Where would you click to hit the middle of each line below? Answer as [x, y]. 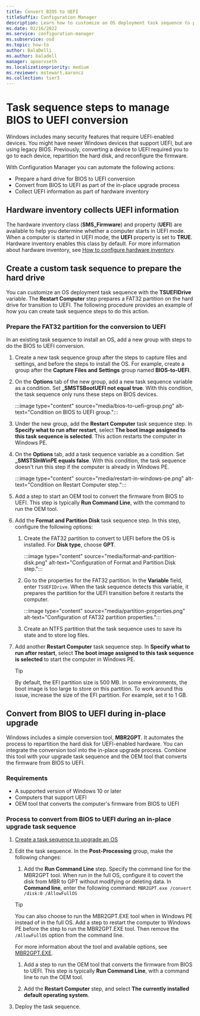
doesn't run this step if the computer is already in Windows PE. [92, 467]
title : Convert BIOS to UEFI [42, 12]
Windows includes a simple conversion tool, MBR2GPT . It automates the [95, 737]
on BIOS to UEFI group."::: [87, 412]
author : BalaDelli [29, 51]
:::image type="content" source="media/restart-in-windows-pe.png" [99, 478]
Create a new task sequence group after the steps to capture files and [101, 357]
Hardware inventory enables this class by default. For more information [93, 243]
